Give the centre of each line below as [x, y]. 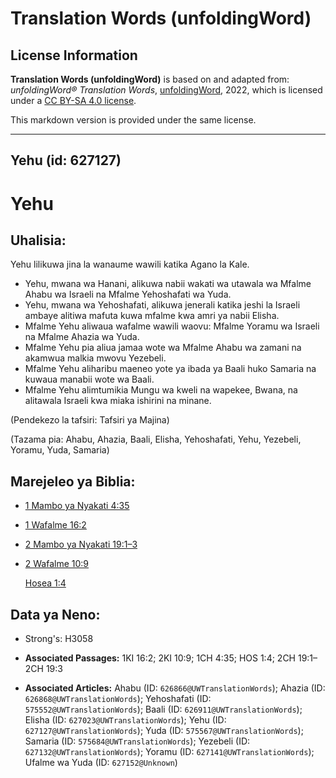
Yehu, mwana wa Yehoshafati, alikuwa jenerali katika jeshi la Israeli [162, 305]
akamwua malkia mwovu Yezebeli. [95, 358]
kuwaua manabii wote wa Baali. [89, 379]
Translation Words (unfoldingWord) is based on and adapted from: [150, 79]
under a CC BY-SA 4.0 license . [73, 100]
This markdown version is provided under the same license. [133, 120]
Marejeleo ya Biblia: [73, 481]
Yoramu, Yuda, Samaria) [60, 450]
